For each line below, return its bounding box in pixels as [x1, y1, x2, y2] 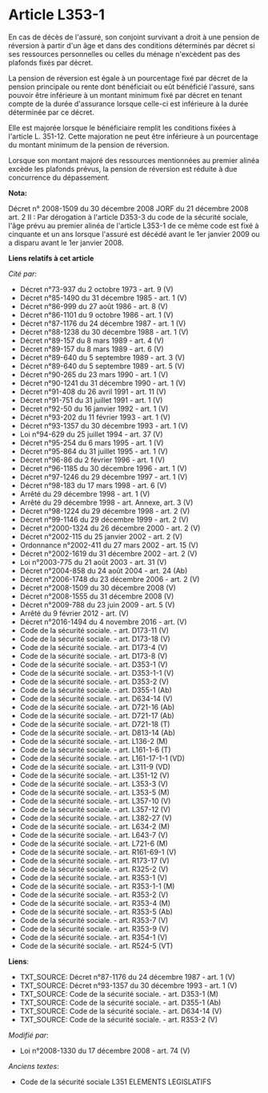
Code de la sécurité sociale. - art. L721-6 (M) [19, 839, 168, 848]
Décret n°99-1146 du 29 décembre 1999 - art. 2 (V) [19, 514, 190, 524]
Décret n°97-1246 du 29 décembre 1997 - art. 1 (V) [19, 472, 188, 481]
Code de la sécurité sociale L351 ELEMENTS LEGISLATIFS [19, 1077, 212, 1087]
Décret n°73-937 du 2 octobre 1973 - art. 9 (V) [19, 284, 174, 294]
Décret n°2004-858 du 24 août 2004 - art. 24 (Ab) [19, 566, 188, 575]
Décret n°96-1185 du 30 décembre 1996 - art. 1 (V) [19, 463, 188, 473]
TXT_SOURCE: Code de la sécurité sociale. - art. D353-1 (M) [19, 989, 218, 998]
